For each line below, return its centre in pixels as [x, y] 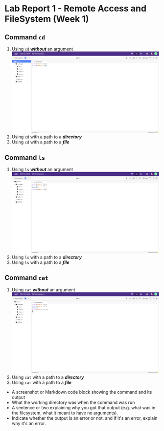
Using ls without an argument [42, 170]
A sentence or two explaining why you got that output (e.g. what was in [83, 407]
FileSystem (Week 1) [47, 19]
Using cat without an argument [43, 289]
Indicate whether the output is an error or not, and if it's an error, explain [84, 418]
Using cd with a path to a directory [47, 137]
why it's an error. [29, 423]
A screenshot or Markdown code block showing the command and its [82, 392]
